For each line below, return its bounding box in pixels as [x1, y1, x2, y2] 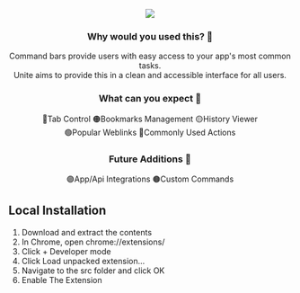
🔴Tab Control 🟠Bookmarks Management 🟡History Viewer [42, 113, 258, 124]
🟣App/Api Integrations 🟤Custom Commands [66, 173, 234, 184]
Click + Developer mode [21, 245, 111, 256]
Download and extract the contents [21, 226, 153, 237]
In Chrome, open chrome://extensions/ [21, 236, 165, 247]
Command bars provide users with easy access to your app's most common [9, 50, 291, 62]
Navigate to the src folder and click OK [21, 265, 165, 276]
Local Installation [8, 203, 107, 218]
